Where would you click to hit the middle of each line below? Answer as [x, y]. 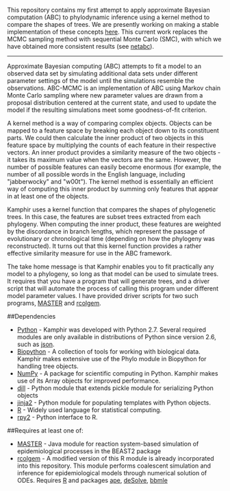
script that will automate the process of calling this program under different [113, 288]
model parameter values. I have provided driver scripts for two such [103, 296]
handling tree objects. [48, 366]
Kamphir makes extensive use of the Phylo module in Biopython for [112, 359]
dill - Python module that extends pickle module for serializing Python [115, 388]
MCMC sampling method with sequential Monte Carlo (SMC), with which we [114, 39]
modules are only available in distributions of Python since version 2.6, [117, 337]
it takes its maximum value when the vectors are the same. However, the [109, 160]
